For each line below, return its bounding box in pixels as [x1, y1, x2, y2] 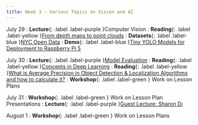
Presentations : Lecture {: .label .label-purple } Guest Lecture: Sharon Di [6, 100, 183, 107]
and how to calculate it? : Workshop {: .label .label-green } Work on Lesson [6, 75, 193, 83]
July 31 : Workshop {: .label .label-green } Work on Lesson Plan [6, 94, 163, 101]
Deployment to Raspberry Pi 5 [6, 45, 81, 52]
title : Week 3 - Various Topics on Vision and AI [6, 8, 134, 15]
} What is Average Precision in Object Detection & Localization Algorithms [6, 69, 188, 76]
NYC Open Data [21, 38, 60, 45]
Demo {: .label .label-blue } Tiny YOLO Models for [64, 38, 185, 45]
